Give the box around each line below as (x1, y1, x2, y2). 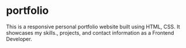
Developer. (6, 35, 32, 42)
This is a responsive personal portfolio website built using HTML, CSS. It (6, 23, 180, 30)
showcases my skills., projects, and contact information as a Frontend (6, 29, 174, 36)
